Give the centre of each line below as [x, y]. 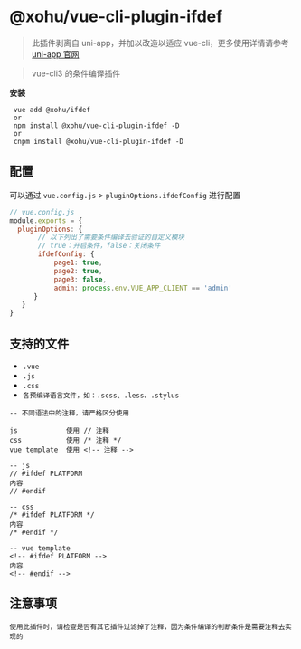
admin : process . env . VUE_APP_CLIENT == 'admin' [143, 288]
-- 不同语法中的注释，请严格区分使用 [69, 413]
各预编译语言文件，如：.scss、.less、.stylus [101, 396]
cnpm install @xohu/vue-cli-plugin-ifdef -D [98, 141]
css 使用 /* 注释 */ [66, 440]
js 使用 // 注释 [60, 430]
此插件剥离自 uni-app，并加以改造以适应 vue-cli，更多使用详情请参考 [160, 43]
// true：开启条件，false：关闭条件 [99, 246]
